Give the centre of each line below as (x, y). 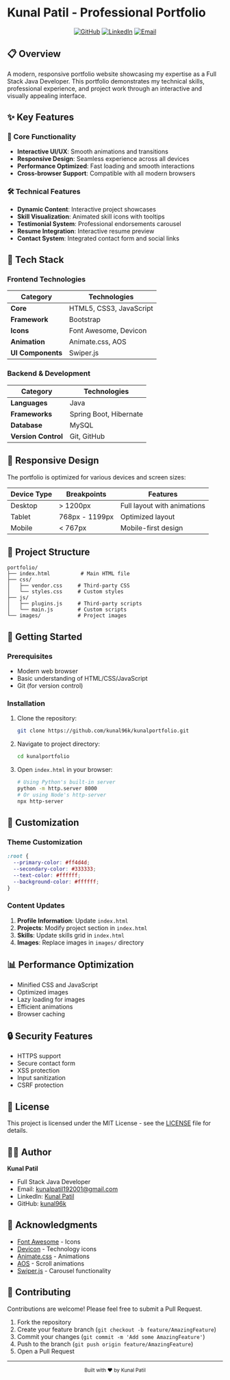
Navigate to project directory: (59, 744)
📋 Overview (34, 54)
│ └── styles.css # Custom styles (66, 592)
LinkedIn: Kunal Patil (46, 1196)
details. (17, 1131)
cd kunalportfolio (43, 757)
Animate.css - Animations (53, 1256)
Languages (29, 403)
